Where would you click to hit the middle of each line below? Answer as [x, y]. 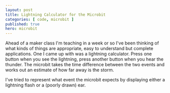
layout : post [19, 10]
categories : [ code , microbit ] [39, 19]
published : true [22, 24]
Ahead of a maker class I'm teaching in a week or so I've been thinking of [82, 43]
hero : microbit [21, 29]
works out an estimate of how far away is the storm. [60, 70]
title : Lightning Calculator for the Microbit [55, 15]
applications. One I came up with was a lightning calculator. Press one [79, 54]
